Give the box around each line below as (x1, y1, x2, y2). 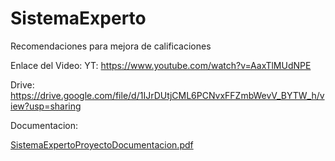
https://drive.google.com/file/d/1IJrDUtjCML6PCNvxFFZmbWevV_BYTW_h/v (10, 89, 325, 101)
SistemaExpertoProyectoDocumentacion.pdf (10, 138, 194, 151)
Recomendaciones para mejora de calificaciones (10, 40, 212, 52)
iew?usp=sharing (10, 100, 82, 112)
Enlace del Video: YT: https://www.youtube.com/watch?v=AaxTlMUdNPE (10, 59, 312, 71)
